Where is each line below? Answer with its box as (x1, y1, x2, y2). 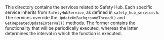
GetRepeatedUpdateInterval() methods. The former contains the (5, 20, 136, 26)
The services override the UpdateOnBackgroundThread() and (5, 15, 125, 20)
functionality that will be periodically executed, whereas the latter (5, 25, 138, 31)
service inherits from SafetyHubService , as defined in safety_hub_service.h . (5, 9, 160, 15)
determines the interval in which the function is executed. (5, 31, 122, 36)
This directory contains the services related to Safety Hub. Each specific (5, 4, 153, 10)
